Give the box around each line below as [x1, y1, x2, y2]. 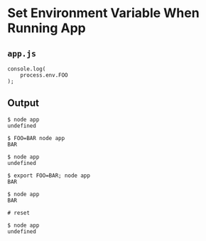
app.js [7, 48, 37, 58]
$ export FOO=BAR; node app [7, 172, 91, 179]
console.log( [7, 65, 46, 73]
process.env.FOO [20, 72, 69, 79]
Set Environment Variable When [7, 5, 200, 21]
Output [7, 97, 39, 109]
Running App [7, 20, 87, 36]
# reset [7, 209, 31, 216]
